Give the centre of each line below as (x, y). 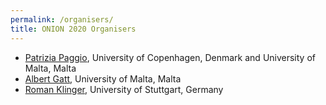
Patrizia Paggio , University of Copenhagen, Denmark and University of (170, 57)
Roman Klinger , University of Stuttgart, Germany (124, 89)
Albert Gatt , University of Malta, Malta (103, 78)
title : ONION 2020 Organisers (73, 29)
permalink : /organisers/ (62, 19)
